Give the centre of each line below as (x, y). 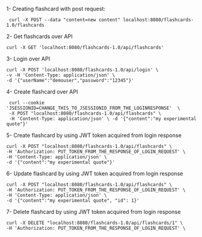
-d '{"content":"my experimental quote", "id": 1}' (73, 201)
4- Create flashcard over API (42, 92)
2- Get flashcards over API (39, 36)
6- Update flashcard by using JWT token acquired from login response (95, 173)
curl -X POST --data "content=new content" (65, 20)
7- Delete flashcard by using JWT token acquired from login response (93, 212)
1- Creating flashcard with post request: (56, 9)
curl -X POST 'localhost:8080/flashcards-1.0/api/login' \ (82, 70)
